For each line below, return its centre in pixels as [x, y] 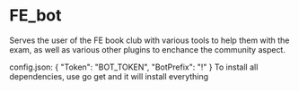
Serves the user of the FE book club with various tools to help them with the [149, 40]
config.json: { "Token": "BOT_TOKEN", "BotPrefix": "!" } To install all [134, 67]
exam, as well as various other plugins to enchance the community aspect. [147, 49]
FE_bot [35, 16]
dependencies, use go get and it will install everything [109, 76]
